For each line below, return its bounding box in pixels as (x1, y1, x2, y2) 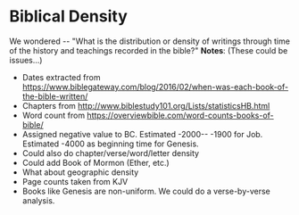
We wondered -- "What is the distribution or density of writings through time (9, 36, 290, 46)
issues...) (9, 54, 43, 65)
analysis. (21, 194, 55, 206)
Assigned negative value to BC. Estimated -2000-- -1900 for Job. (21, 128, 263, 139)
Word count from (21, 110, 86, 120)
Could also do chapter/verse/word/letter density (21, 147, 199, 158)
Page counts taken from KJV (21, 176, 129, 186)
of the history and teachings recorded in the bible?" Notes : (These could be (9, 45, 288, 55)
